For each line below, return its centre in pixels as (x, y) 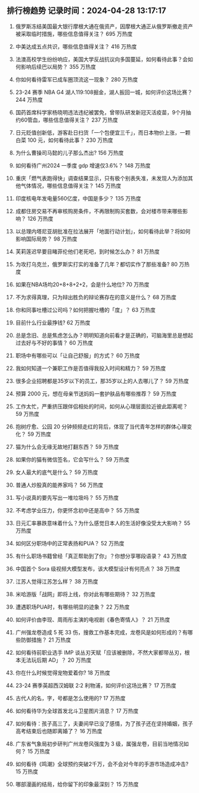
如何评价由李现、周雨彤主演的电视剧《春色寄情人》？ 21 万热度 (93, 619)
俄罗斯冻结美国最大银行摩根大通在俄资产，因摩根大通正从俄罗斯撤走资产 (104, 26)
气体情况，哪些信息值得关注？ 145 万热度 (71, 186)
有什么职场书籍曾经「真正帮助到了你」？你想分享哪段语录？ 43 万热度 (101, 556)
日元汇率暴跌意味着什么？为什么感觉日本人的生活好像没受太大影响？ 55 (103, 523)
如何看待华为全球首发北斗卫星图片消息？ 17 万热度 (77, 710)
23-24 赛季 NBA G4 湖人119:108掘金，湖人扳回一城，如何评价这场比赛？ (104, 92)
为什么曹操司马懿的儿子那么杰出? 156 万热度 (69, 153)
